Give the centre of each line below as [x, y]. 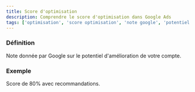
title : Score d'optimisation [42, 11]
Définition [20, 43]
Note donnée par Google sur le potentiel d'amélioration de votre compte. [94, 56]
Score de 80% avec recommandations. [53, 83]
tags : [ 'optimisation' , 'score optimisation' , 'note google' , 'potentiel [98, 22]
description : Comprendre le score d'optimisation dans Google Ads [89, 17]
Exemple [19, 71]
